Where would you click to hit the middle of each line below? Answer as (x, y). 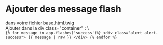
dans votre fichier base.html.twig (40, 23)
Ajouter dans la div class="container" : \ (47, 28)
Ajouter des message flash (63, 9)
